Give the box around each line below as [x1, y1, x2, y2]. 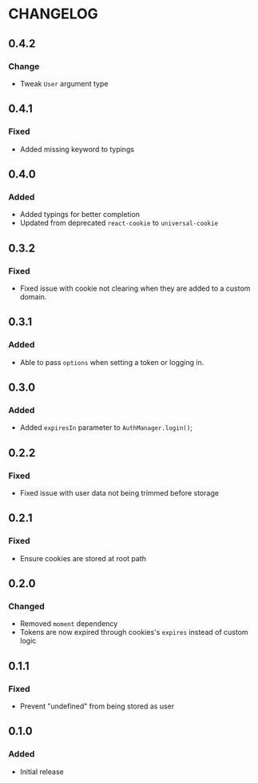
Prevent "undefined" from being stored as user [19, 701, 175, 711]
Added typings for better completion [19, 210, 141, 219]
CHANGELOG [8, 5, 98, 23]
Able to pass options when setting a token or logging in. [19, 357, 204, 367]
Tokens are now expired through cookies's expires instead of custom [19, 628, 249, 637]
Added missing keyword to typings [19, 144, 134, 154]
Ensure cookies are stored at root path [19, 553, 146, 563]
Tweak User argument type [19, 78, 109, 88]
